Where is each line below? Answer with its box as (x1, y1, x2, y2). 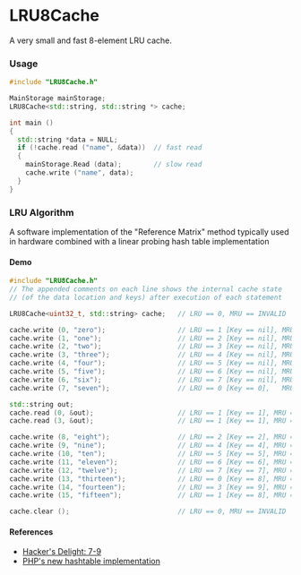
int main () (9, 118, 54, 127)
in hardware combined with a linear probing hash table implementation (9, 236, 270, 247)
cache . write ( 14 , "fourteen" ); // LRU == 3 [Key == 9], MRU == (9, 483, 298, 492)
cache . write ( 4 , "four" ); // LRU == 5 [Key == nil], (9, 359, 279, 368)
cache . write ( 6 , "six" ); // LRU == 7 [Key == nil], (9, 375, 279, 384)
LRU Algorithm (9, 206, 74, 219)
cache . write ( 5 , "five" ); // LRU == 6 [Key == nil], (9, 367, 279, 376)
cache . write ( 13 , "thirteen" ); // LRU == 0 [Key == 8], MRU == (9, 474, 298, 484)
